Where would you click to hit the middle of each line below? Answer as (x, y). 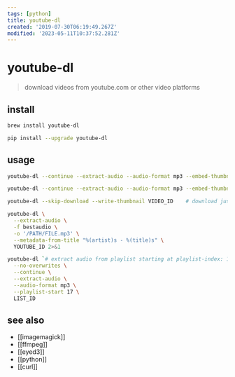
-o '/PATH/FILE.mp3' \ (47, 233)
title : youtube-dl (34, 20)
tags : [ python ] (29, 14)
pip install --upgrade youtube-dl (58, 138)
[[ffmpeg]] (32, 345)
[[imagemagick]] (41, 337)
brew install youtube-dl (43, 125)
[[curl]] (28, 367)
